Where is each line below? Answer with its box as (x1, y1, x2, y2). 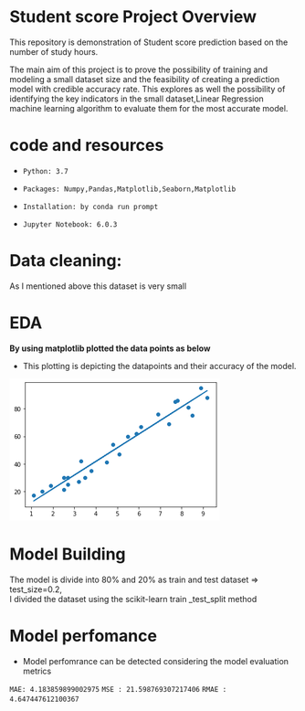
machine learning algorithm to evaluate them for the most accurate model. (9, 102, 289, 113)
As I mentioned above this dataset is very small (9, 281, 187, 292)
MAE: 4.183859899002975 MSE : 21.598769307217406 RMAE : (9, 684, 227, 694)
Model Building (9, 544, 126, 564)
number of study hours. (9, 46, 99, 57)
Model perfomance (9, 625, 158, 646)
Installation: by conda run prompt (22, 202, 159, 211)
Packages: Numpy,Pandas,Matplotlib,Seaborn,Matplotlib (22, 185, 237, 194)
